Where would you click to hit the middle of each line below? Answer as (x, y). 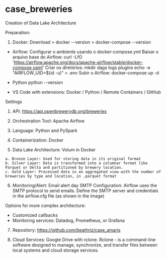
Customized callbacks (35, 215)
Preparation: (18, 32)
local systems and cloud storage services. (55, 250)
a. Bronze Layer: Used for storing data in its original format (73, 159)
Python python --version (38, 82)
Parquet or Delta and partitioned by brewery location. (64, 167)
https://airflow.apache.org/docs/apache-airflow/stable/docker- (79, 62)
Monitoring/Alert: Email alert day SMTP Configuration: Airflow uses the (85, 185)
